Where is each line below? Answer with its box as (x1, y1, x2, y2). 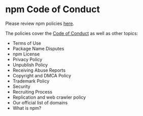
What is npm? (12, 105, 42, 111)
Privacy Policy (12, 56, 43, 62)
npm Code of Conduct (5, 4, 100, 15)
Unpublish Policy (12, 62, 48, 68)
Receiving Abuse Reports (12, 67, 66, 73)
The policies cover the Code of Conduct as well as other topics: (5, 30, 138, 36)
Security (12, 83, 30, 90)
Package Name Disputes (12, 45, 64, 51)
